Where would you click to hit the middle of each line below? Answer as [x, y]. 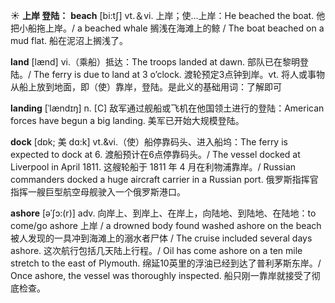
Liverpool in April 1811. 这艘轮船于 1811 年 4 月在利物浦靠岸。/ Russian [153, 167]
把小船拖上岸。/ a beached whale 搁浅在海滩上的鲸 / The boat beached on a [167, 28]
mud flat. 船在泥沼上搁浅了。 [69, 40]
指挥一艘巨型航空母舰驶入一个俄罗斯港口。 [98, 192]
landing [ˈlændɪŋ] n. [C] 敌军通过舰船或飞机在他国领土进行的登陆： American [167, 108]
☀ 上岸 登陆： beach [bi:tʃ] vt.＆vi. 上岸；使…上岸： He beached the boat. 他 [168, 15]
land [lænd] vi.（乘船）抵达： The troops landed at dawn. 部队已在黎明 [155, 62]
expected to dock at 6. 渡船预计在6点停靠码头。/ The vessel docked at [155, 154]
